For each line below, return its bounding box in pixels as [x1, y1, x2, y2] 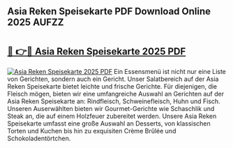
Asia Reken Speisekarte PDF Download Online [7, 6, 211, 17]
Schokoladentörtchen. [7, 134, 71, 142]
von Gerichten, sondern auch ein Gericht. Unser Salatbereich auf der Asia [7, 75, 219, 83]
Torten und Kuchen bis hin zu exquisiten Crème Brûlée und [7, 127, 176, 135]
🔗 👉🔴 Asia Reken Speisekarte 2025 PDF [7, 45, 186, 57]
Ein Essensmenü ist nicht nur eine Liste [114, 68, 227, 75]
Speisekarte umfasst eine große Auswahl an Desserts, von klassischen [7, 119, 211, 128]
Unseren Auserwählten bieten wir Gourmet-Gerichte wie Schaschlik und [7, 105, 215, 112]
